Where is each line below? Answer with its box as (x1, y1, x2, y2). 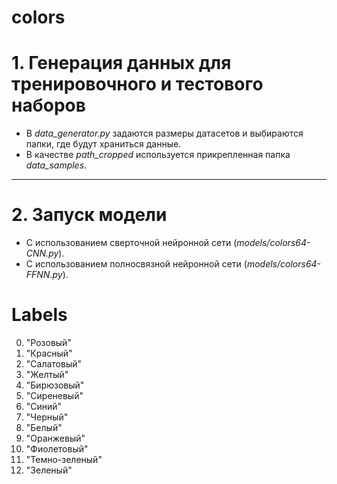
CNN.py (25, 247, 59, 260)
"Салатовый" (25, 358, 83, 370)
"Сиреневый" (25, 390, 84, 401)
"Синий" (25, 401, 63, 412)
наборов (11, 94, 86, 117)
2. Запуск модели (11, 204, 168, 226)
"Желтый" (25, 369, 69, 380)
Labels (11, 304, 68, 326)
